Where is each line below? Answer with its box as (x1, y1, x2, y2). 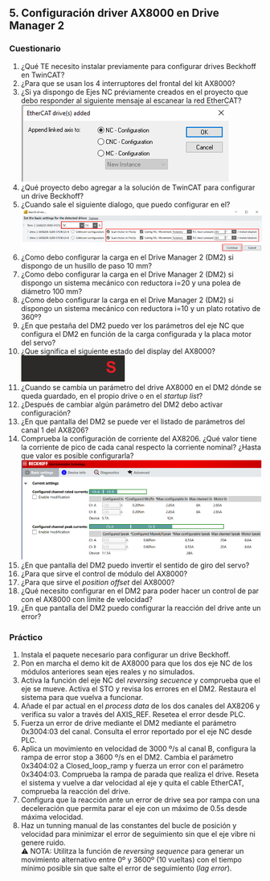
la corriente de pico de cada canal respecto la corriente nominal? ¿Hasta (20, 442, 262, 453)
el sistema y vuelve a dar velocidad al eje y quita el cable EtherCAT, (20, 778, 244, 788)
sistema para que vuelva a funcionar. (20, 693, 144, 703)
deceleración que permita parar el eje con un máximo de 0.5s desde (20, 804, 247, 813)
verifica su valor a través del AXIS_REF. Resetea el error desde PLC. (20, 710, 246, 719)
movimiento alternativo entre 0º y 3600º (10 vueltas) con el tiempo (20, 855, 242, 865)
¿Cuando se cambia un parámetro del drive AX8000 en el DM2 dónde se (20, 383, 262, 392)
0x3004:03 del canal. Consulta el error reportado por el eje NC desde (20, 727, 252, 736)
